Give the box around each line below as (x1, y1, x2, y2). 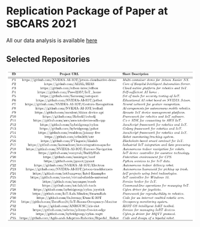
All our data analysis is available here (6, 37, 98, 44)
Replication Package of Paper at (6, 4, 168, 18)
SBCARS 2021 (6, 17, 77, 31)
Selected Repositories (6, 54, 90, 64)
